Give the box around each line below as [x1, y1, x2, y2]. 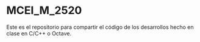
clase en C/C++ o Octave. [6, 29, 72, 37]
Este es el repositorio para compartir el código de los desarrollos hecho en [6, 23, 194, 31]
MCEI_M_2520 [6, 4, 82, 17]
